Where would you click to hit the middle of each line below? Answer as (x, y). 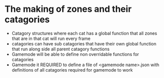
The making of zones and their (68, 9)
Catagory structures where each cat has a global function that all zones (84, 33)
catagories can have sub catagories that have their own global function (84, 43)
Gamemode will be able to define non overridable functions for (75, 54)
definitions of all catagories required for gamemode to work (72, 70)
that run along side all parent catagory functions (61, 49)
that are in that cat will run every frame (51, 39)
